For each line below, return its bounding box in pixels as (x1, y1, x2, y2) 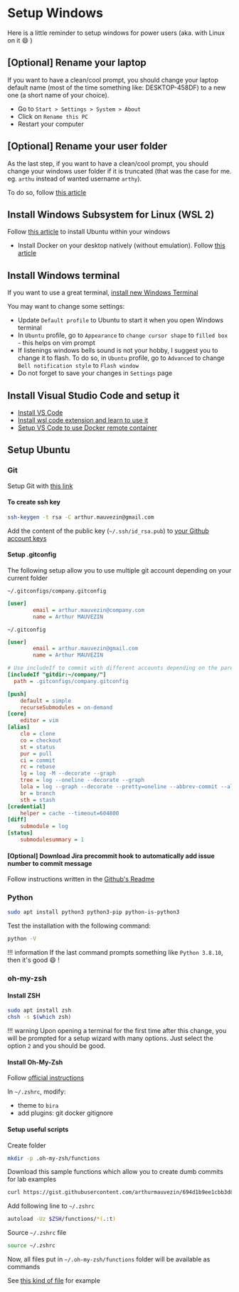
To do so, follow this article (7, 188, 87, 196)
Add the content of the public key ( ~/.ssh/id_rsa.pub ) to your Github (7, 526, 210, 535)
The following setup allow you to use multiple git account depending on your (7, 566, 232, 574)
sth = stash (20, 796, 55, 803)
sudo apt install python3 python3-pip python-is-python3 (7, 909, 180, 916)
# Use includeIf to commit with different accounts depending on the (7, 664, 218, 672)
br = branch (20, 790, 55, 797)
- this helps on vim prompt (17, 339, 95, 347)
